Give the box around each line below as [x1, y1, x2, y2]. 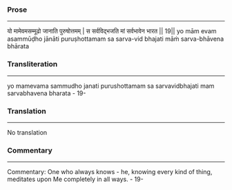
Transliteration [7, 59, 58, 69]
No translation [7, 128, 48, 136]
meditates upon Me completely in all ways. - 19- [7, 175, 144, 184]
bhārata [7, 42, 30, 50]
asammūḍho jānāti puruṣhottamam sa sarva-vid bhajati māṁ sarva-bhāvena [7, 35, 224, 43]
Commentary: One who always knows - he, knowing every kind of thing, [7, 168, 213, 176]
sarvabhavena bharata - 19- [7, 88, 86, 97]
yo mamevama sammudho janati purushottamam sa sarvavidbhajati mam [7, 82, 215, 90]
